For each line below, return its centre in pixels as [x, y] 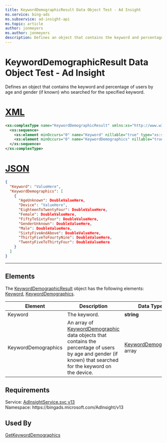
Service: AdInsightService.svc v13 [40, 402]
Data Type [150, 306]
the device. [80, 372]
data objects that [87, 335]
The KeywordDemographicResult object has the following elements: [75, 288]
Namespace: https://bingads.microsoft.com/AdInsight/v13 [64, 408]
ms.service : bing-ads [28, 14]
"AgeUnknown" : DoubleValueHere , [52, 201]
